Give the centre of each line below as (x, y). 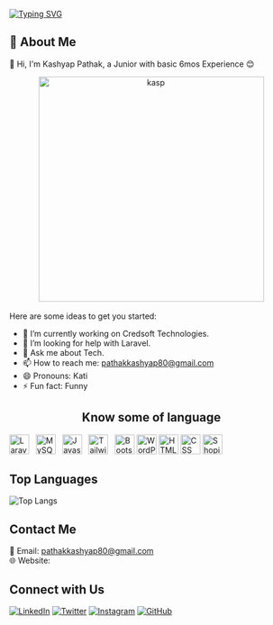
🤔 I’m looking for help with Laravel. (86, 343)
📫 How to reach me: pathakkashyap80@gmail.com (118, 362)
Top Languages (54, 480)
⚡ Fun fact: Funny (55, 385)
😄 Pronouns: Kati (55, 376)
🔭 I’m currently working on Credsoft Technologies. (116, 333)
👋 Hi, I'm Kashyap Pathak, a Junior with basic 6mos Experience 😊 (132, 64)
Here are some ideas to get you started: (83, 316)
